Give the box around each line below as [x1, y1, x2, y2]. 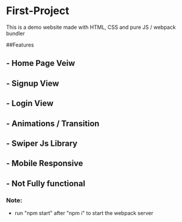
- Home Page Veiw [6, 58, 75, 68]
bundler [6, 29, 25, 37]
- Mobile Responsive [6, 158, 84, 168]
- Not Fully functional [6, 178, 85, 188]
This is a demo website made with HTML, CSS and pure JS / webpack [6, 24, 176, 31]
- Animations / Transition [6, 118, 100, 128]
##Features [6, 41, 34, 48]
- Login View [6, 98, 54, 108]
